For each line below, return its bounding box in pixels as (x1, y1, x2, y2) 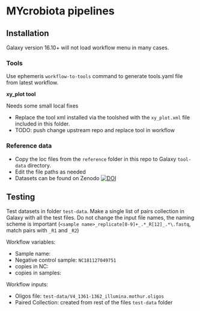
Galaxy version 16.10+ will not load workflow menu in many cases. (6, 44, 169, 51)
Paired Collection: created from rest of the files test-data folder (14, 299, 173, 306)
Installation (6, 28, 49, 38)
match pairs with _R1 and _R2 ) (6, 227, 79, 234)
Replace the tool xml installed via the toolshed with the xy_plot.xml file (14, 114, 190, 121)
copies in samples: (14, 269, 62, 277)
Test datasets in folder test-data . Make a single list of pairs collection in (6, 208, 185, 215)
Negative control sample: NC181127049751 (14, 256, 117, 264)
